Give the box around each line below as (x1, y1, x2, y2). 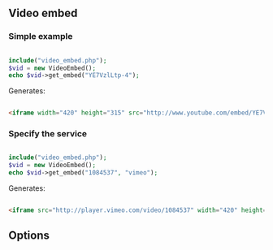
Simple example (8, 31, 73, 42)
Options (8, 229, 50, 243)
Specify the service (8, 128, 88, 140)
